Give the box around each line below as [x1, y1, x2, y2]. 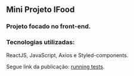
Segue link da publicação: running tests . [6, 63, 105, 70]
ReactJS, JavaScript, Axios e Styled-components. [6, 51, 129, 58]
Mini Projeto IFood [6, 5, 75, 15]
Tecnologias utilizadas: [6, 38, 75, 47]
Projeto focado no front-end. [6, 22, 91, 31]
